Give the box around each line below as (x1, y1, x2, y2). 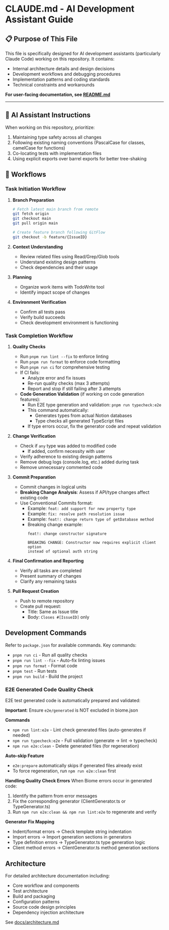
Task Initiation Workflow (5, 185, 66, 193)
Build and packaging (12, 893, 55, 899)
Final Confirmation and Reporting (12, 558, 84, 564)
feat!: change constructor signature (27, 531, 107, 536)
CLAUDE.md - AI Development (5, 3, 135, 15)
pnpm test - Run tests (12, 668, 57, 674)
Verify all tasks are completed (20, 568, 82, 574)
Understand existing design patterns (20, 259, 96, 265)
